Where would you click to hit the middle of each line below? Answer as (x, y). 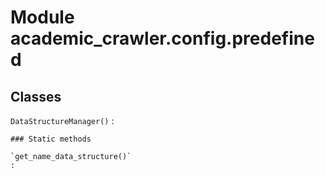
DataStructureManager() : (62, 120)
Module (42, 17)
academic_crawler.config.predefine (162, 38)
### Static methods (51, 139)
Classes (36, 96)
